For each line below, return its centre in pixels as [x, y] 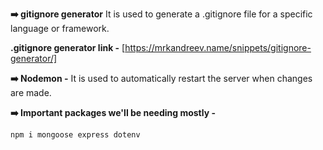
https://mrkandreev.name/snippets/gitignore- [218, 47]
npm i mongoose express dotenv [75, 135]
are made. [31, 92]
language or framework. [60, 28]
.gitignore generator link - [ [68, 47]
